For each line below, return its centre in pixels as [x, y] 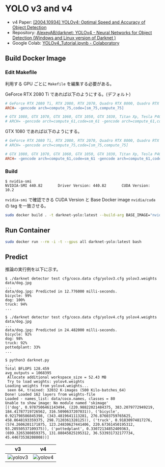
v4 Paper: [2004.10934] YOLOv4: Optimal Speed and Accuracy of [79, 22]
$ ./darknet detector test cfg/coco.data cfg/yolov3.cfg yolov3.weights [81, 279]
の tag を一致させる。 [27, 206]
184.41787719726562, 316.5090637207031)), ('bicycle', [62, 412]
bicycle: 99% [18, 296]
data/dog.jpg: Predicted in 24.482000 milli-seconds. [61, 330]
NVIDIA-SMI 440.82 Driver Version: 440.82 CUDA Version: [78, 185]
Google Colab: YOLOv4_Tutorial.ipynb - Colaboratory [66, 43]
